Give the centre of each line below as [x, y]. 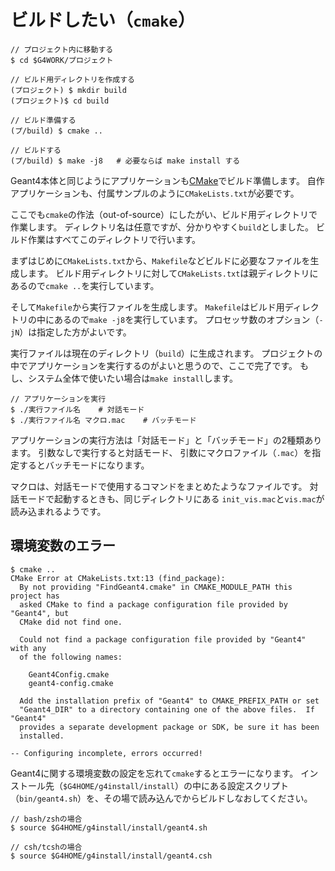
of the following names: [71, 657]
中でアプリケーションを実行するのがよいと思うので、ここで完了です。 [154, 365]
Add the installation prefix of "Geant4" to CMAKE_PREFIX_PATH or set [169, 701]
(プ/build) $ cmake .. [56, 131]
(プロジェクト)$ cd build [60, 101]
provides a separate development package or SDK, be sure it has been [169, 727]
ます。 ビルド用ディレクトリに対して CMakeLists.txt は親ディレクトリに [173, 273]
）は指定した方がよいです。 [75, 332]
